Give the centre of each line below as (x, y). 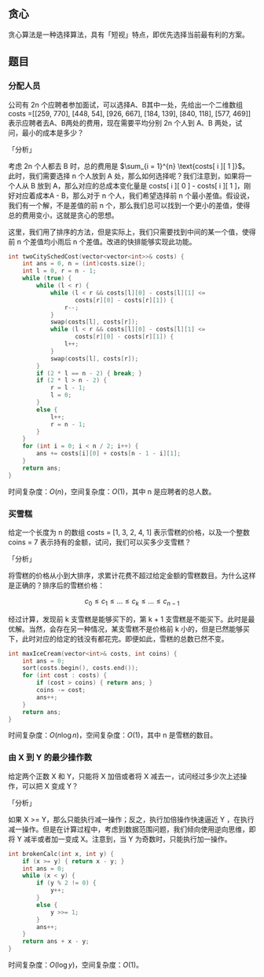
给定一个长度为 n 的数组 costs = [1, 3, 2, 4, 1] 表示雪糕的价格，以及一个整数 (129, 532)
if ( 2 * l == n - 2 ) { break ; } (90, 373)
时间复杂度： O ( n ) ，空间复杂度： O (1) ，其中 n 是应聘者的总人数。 (112, 491)
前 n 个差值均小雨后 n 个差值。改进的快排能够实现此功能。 (102, 241)
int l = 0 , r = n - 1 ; (59, 271)
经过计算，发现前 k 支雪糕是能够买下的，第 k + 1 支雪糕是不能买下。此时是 (128, 619)
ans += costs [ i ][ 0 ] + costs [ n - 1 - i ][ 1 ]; (109, 454)
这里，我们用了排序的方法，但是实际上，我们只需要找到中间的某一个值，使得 (132, 232)
